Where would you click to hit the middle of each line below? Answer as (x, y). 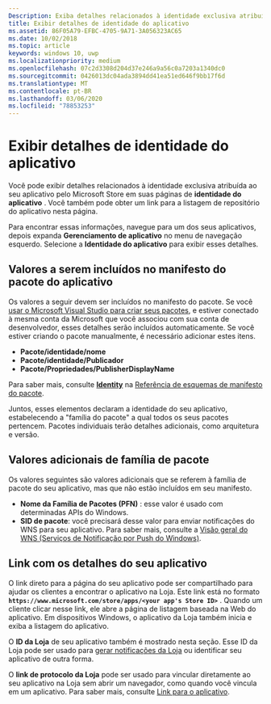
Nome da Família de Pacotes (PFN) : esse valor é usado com (121, 504)
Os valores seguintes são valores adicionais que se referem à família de (127, 479)
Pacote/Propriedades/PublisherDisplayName (97, 369)
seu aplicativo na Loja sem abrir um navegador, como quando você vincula (133, 683)
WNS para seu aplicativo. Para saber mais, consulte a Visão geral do (134, 529)
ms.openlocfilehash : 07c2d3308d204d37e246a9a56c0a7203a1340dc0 (117, 69)
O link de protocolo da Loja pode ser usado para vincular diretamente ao (130, 674)
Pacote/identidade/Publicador (72, 360)
